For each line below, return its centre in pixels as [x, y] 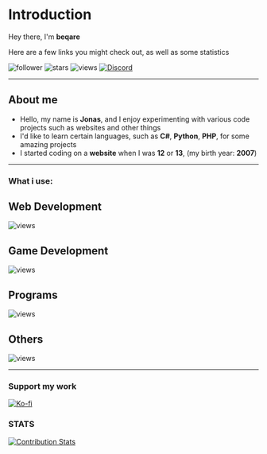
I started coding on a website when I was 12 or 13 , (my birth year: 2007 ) [138, 153]
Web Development [55, 207]
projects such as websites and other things [90, 127]
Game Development [58, 251]
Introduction [50, 15]
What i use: [31, 180]
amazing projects [48, 144]
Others [26, 339]
